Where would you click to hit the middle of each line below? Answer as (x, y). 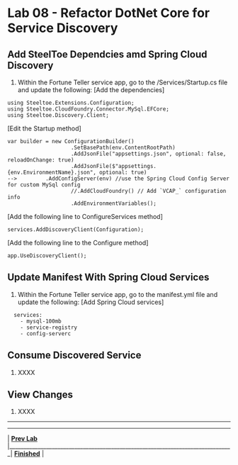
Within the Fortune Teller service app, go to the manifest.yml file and (118, 294)
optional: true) (123, 172)
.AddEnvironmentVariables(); (114, 203)
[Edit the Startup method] (44, 128)
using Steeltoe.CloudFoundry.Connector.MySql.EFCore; (89, 109)
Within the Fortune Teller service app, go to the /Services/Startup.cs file (123, 82)
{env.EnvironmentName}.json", (52, 172)
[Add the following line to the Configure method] (78, 243)
